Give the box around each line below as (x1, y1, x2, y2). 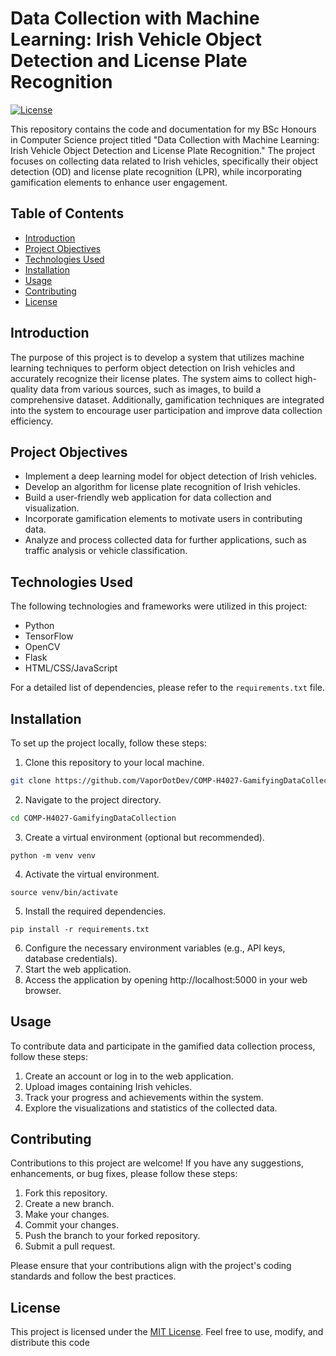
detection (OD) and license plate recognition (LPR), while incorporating (10, 165, 303, 177)
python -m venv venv (10, 850, 97, 861)
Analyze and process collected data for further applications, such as (24, 534, 307, 546)
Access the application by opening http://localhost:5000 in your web (24, 973, 308, 986)
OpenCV (24, 641, 61, 653)
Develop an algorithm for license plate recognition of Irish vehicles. (24, 481, 301, 493)
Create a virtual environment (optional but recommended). (24, 831, 265, 843)
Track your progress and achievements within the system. (24, 1091, 264, 1103)
